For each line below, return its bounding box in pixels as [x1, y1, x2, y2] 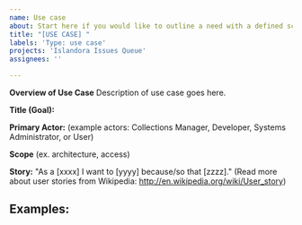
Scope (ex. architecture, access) [9, 149, 130, 160]
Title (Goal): [9, 105, 56, 115]
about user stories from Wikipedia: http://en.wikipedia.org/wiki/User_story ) [9, 176, 287, 186]
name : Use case [9, 13, 67, 22]
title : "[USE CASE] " [9, 30, 91, 39]
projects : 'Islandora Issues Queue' [9, 47, 147, 56]
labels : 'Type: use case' [9, 38, 106, 48]
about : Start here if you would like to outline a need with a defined [9, 22, 283, 30]
